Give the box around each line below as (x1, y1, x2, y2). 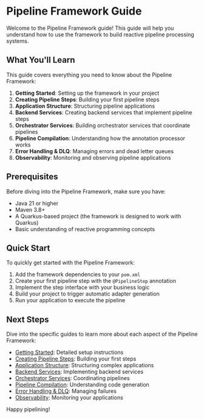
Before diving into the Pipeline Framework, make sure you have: (6, 187, 166, 195)
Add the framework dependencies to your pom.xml (15, 271, 141, 278)
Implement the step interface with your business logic (15, 284, 150, 291)
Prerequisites (6, 171, 58, 182)
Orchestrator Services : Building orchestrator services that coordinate (15, 122, 190, 129)
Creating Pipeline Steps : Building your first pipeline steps (15, 95, 160, 103)
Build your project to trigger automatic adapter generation (15, 290, 160, 297)
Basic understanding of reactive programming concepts (15, 225, 155, 232)
